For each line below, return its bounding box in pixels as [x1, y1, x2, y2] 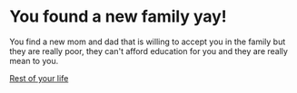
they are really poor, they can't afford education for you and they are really [9, 45, 289, 56]
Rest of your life [9, 72, 69, 83]
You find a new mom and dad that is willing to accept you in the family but [9, 36, 286, 47]
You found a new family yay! [9, 6, 227, 27]
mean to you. [9, 55, 59, 66]
